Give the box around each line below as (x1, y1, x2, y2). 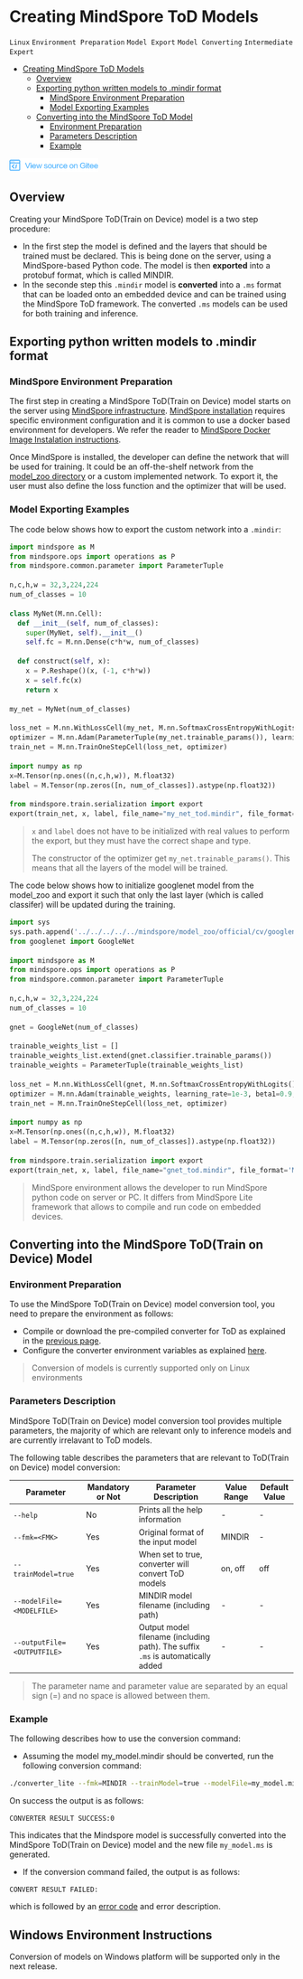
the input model (138, 1536, 197, 1547)
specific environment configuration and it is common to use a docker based (9, 415, 290, 426)
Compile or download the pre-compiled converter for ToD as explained (22, 1326, 286, 1337)
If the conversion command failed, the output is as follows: (22, 1867, 241, 1878)
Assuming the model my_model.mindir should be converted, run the (22, 1751, 274, 1762)
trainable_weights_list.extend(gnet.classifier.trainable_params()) (9, 1051, 272, 1060)
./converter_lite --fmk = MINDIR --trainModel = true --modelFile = (9, 1779, 252, 1788)
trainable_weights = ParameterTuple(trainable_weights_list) (9, 1060, 244, 1070)
